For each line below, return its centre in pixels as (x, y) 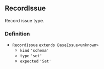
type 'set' (31, 56)
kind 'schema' (34, 51)
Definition (17, 33)
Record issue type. (25, 20)
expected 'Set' (36, 61)
